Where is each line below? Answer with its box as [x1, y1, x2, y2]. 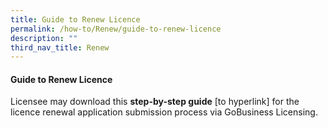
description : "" [10, 33, 78, 43]
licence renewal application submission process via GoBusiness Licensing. [10, 106, 318, 118]
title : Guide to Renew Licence [10, 14, 141, 25]
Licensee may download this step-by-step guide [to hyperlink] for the [10, 96, 300, 108]
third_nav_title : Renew [10, 42, 110, 53]
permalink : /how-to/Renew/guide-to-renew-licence [10, 24, 222, 34]
